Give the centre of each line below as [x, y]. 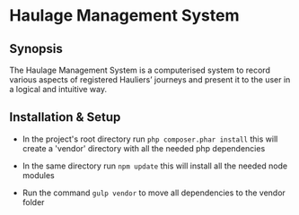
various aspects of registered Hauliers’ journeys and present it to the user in [150, 80]
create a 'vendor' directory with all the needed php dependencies [144, 148]
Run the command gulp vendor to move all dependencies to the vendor [154, 193]
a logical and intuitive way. [58, 89]
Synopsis [36, 49]
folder [33, 202]
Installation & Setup [65, 117]
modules [39, 175]
